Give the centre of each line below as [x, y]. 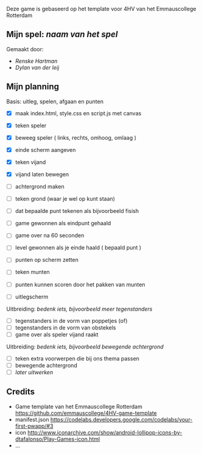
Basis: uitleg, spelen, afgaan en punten [55, 101]
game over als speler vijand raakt [57, 334]
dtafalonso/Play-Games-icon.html [57, 439]
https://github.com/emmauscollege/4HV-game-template [86, 413]
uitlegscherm [32, 297]
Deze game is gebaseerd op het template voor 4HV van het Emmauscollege [101, 9]
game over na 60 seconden [50, 236]
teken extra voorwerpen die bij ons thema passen [77, 358]
